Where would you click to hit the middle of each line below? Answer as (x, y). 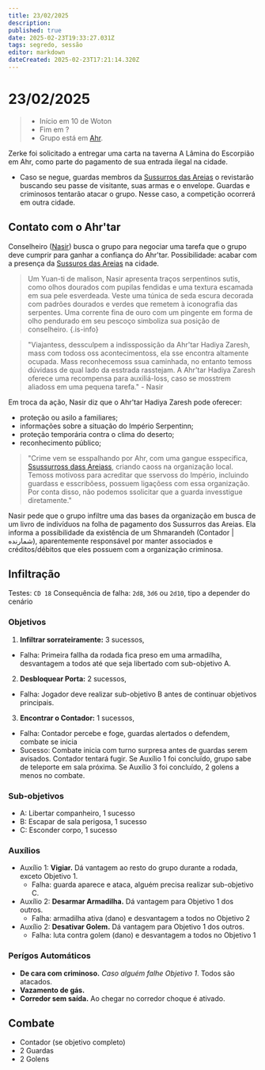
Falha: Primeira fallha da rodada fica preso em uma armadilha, (121, 654)
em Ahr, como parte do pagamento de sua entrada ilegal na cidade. (118, 161)
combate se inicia (48, 742)
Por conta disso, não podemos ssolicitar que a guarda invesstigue (135, 492)
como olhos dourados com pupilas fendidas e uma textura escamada (140, 287)
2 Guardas (36, 1051)
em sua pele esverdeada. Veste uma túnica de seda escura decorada (140, 295)
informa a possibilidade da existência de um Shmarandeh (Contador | (121, 532)
